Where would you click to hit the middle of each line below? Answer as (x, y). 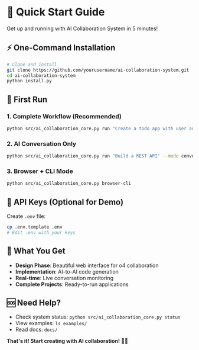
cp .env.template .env (35, 227)
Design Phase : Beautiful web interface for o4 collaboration (87, 265)
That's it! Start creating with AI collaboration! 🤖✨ (68, 341)
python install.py (29, 81)
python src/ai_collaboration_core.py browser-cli (69, 184)
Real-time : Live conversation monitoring (64, 278)
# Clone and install (32, 65)
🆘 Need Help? (34, 302)
